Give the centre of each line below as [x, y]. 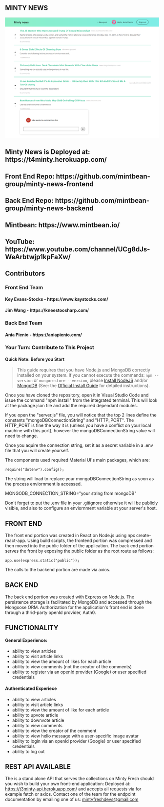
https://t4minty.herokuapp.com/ [56, 159]
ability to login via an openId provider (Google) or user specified [76, 741]
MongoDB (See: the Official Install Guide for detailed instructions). [83, 386]
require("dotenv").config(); [35, 470]
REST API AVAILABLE [38, 767]
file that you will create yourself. [37, 451]
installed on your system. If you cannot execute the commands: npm [85, 375]
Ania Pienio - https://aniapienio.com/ [43, 335]
